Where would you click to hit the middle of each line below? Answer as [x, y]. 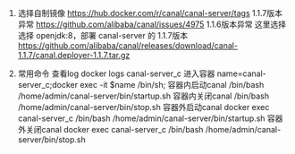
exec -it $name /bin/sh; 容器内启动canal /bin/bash [172, 85]
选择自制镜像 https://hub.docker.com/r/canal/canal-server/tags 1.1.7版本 [150, 13]
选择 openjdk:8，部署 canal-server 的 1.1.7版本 [103, 35]
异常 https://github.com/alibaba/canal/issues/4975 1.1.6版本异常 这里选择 [152, 24]
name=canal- [241, 73]
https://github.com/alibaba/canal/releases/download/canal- [128, 46]
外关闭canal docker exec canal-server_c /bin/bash [110, 129]
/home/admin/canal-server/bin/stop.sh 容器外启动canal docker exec [143, 107]
